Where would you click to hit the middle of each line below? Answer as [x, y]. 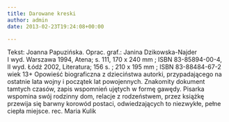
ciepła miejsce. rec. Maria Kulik [52, 111]
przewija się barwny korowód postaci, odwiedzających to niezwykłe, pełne [114, 104]
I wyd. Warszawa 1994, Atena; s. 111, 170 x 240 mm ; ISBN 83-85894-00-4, [115, 60]
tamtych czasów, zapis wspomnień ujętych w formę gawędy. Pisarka [106, 89]
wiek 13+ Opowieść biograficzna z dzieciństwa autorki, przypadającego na [115, 74]
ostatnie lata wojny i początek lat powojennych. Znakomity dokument [106, 82]
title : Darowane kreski [42, 14]
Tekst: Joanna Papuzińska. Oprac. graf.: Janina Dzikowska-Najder [102, 52]
